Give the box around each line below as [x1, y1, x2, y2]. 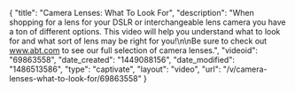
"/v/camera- [222, 64, 268, 74]
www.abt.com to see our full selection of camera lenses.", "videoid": [9, 45, 259, 56]
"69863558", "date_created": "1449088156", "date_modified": [9, 55, 235, 65]
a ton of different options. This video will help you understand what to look [9, 27, 281, 36]
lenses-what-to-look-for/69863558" [9, 73, 142, 83]
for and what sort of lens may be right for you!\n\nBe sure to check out [9, 35, 268, 46]
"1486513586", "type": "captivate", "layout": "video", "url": [9, 64, 221, 74]
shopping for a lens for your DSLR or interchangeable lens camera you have [9, 17, 286, 27]
